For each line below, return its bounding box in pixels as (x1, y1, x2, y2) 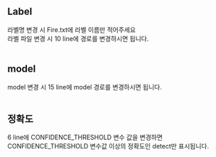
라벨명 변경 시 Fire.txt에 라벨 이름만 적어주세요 (7, 25, 136, 34)
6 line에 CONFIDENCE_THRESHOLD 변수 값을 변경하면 (7, 133, 163, 141)
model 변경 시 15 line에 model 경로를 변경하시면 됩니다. (7, 82, 162, 91)
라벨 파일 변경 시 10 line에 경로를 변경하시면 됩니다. (7, 34, 149, 43)
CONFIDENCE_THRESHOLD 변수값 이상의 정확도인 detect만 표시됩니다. (7, 142, 210, 151)
